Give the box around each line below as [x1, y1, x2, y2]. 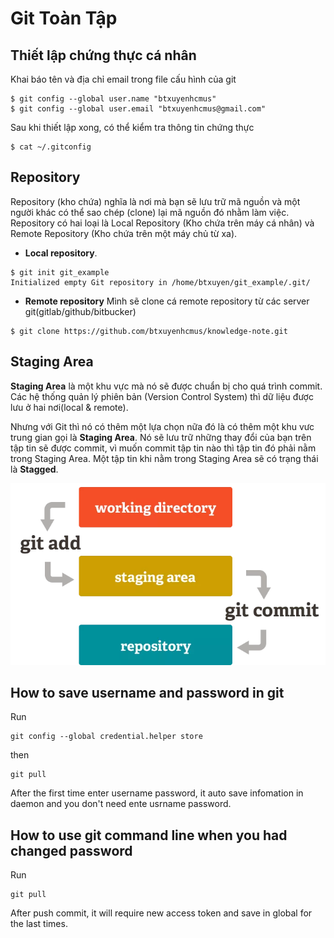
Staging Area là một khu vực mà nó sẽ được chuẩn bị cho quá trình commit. [10, 380, 323, 392]
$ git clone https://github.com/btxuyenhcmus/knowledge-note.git [10, 326, 288, 336]
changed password [10, 842, 133, 859]
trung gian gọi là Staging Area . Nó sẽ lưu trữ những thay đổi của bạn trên [10, 431, 312, 443]
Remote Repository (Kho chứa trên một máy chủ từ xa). [10, 227, 238, 239]
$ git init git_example [10, 267, 110, 277]
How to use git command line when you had [10, 827, 288, 844]
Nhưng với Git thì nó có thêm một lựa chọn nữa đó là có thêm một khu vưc [10, 420, 315, 432]
